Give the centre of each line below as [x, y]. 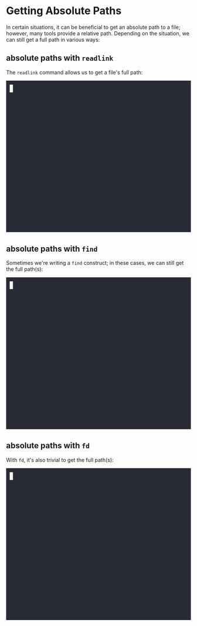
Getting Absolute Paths [64, 11]
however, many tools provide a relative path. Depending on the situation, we [98, 33]
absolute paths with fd [48, 446]
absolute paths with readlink [60, 58]
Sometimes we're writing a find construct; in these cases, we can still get [95, 263]
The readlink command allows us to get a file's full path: [74, 72]
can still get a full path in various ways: [53, 39]
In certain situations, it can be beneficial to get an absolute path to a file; [93, 27]
